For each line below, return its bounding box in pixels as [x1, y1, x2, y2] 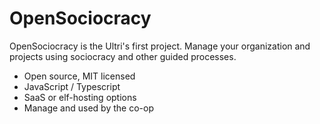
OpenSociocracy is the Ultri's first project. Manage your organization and [9, 40, 311, 52]
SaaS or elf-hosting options [23, 91, 137, 103]
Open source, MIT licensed [23, 70, 136, 82]
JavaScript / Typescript [23, 80, 121, 92]
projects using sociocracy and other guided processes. [9, 50, 237, 62]
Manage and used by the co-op [23, 102, 154, 114]
